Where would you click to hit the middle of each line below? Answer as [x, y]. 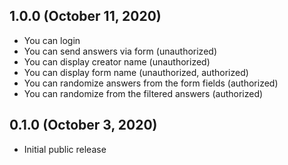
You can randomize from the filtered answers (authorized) [143, 93]
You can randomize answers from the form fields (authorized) [151, 83]
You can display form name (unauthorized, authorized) [136, 72]
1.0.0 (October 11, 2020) [85, 16]
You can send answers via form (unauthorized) [120, 51]
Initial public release [65, 149]
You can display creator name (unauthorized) [117, 61]
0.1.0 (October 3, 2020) [83, 125]
